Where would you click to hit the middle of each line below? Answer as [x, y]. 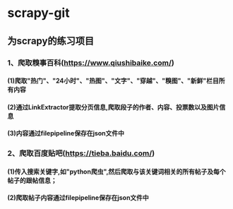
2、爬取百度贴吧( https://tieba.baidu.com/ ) [81, 153]
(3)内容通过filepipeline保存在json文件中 [66, 133]
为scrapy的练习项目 [51, 41]
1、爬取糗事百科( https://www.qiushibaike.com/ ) [91, 63]
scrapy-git [38, 13]
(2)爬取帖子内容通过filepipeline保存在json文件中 [78, 198]
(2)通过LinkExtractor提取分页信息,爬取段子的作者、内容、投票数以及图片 [113, 107]
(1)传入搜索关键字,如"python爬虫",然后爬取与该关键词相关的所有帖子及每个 [116, 172]
